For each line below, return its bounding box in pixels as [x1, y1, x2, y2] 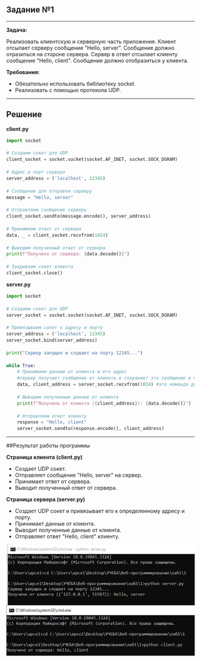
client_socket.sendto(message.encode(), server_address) [6, 213, 151, 219]
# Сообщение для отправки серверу [6, 188, 93, 194]
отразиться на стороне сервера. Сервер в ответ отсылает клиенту [6, 50, 178, 57]
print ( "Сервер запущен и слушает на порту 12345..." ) [6, 350, 144, 356]
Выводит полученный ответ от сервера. [14, 484, 118, 492]
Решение [6, 109, 42, 120]
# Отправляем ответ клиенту [17, 413, 87, 419]
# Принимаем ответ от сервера [6, 225, 82, 232]
